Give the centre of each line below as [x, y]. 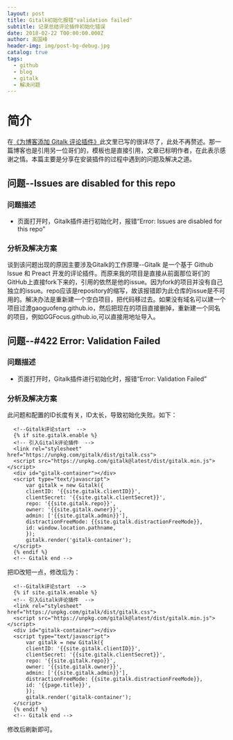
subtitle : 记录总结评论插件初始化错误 [57, 26]
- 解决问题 [27, 85]
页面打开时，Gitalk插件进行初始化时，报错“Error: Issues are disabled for [120, 221]
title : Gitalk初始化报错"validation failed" [70, 20]
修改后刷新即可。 [32, 730]
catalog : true [28, 53]
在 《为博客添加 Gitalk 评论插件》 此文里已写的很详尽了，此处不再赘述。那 [111, 142]
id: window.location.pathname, [71, 528]
